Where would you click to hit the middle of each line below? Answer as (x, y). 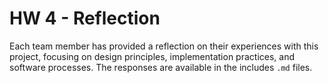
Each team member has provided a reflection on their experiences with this (164, 46)
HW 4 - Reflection (85, 18)
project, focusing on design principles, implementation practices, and (152, 56)
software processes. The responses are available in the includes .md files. (161, 67)
